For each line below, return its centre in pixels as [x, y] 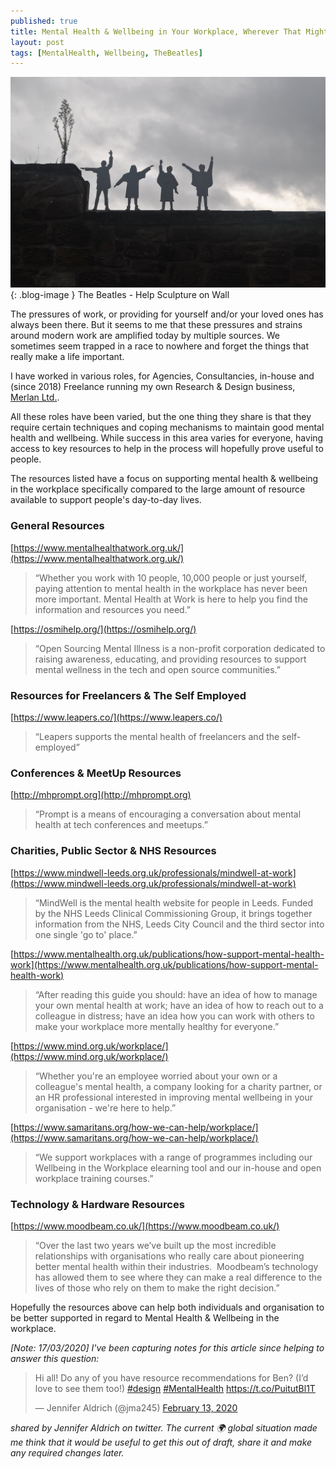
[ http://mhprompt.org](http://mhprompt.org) [101, 795]
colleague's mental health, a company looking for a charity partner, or [178, 1086]
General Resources [57, 526]
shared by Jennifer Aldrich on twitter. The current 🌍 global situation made [164, 1427]
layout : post [37, 42]
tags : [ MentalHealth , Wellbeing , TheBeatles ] [106, 53]
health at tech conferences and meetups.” [121, 825]
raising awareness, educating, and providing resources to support [170, 659]
